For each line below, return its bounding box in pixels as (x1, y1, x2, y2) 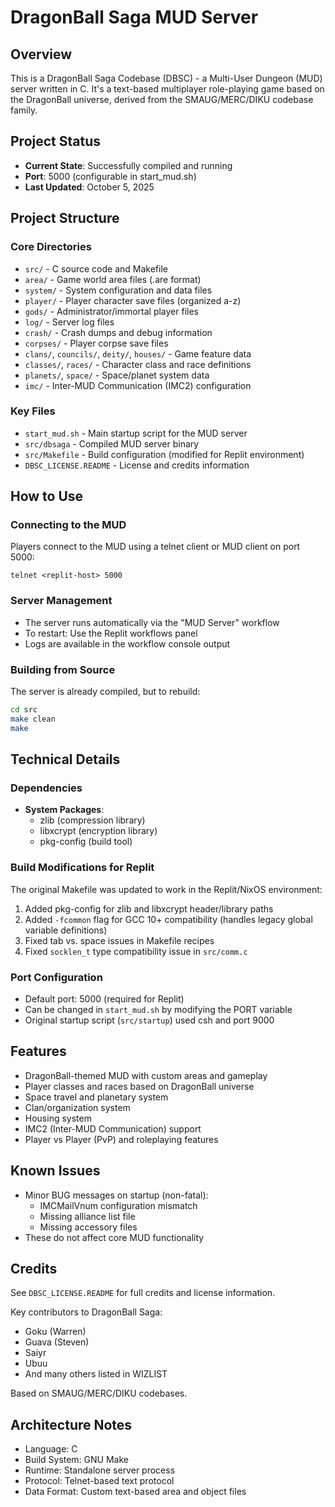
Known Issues (10, 1162, 101, 1180)
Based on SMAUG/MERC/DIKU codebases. (10, 1387, 188, 1400)
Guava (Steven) (24, 1336, 90, 1348)
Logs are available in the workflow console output (24, 637, 231, 650)
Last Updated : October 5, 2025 (24, 181, 155, 193)
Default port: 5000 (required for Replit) (24, 992, 185, 1005)
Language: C (24, 1443, 78, 1455)
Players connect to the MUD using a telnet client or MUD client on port (10, 541, 301, 553)
